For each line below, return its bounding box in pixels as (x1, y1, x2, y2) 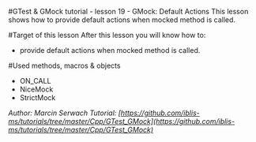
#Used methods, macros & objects (8, 61, 121, 70)
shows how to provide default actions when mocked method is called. (8, 15, 235, 24)
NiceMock (19, 84, 54, 94)
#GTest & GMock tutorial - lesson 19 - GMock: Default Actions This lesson (8, 7, 249, 16)
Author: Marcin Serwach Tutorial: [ (8, 108, 121, 118)
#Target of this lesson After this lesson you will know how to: (8, 31, 206, 39)
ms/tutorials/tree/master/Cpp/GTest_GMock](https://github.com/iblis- (8, 117, 235, 125)
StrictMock (19, 93, 56, 102)
